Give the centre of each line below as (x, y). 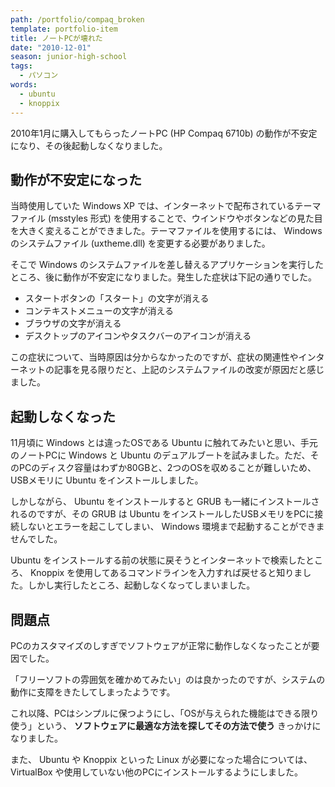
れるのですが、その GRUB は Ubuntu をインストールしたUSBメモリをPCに (162, 514)
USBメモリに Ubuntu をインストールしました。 (107, 480)
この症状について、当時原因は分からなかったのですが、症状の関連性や (154, 357)
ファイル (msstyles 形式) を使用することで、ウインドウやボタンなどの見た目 (166, 218)
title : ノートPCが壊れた (56, 38)
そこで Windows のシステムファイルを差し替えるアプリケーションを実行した (167, 265)
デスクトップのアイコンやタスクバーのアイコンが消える (138, 336)
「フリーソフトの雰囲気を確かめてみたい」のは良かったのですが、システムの (168, 679)
